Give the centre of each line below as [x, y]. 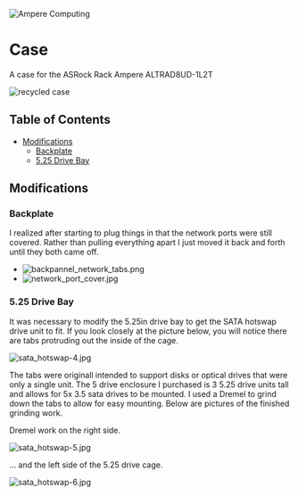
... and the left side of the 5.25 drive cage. [86, 465]
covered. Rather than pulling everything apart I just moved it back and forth [147, 243]
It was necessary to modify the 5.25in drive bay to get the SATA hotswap [143, 321]
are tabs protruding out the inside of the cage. [94, 340]
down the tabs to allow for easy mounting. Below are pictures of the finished [149, 403]
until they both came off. [54, 252]
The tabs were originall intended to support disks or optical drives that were [149, 375]
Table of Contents [60, 120]
